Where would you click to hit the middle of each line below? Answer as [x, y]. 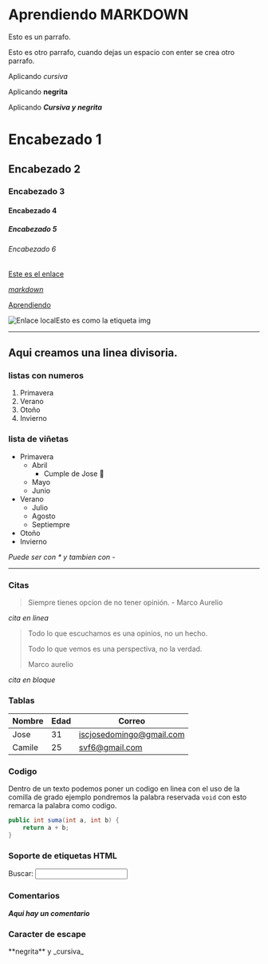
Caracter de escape [47, 934]
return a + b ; [46, 828]
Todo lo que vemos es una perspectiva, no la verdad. [115, 649]
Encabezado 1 [55, 139]
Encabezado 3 [37, 192]
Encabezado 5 [33, 228]
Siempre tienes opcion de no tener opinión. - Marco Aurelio [125, 602]
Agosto [43, 516]
